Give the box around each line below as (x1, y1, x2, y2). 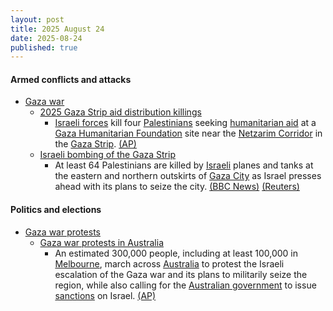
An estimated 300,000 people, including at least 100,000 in (54, 247, 299, 259)
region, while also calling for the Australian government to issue (54, 279, 317, 291)
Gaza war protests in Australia (39, 236, 165, 248)
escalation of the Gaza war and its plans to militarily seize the (54, 268, 308, 280)
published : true (10, 42, 78, 53)
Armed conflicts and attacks (10, 73, 132, 85)
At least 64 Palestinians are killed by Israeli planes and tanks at (54, 159, 314, 171)
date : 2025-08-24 (10, 33, 83, 43)
